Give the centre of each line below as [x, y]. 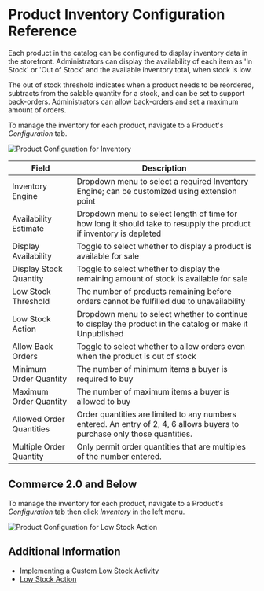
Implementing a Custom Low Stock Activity [89, 571]
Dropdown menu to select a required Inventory [163, 181]
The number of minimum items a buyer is [152, 369]
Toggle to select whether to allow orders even [161, 346]
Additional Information [64, 552]
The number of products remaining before [154, 291]
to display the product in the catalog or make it [162, 324]
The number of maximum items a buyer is [153, 391]
